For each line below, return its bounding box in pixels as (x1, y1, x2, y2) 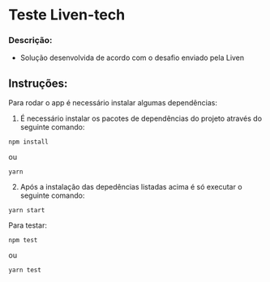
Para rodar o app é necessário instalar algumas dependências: (8, 98, 217, 108)
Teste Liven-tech (8, 6, 126, 24)
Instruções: (8, 76, 68, 90)
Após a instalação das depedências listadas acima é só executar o (19, 182, 242, 192)
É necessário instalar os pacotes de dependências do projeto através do (19, 113, 262, 123)
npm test (8, 237, 38, 245)
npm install (8, 138, 49, 147)
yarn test (8, 266, 42, 275)
